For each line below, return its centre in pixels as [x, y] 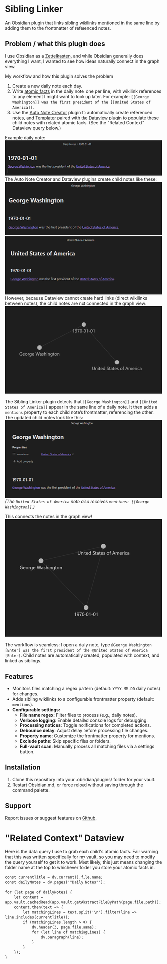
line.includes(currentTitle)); [38, 917]
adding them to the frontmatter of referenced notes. [58, 28]
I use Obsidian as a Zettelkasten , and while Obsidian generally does [74, 56]
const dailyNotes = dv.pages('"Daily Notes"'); [55, 882]
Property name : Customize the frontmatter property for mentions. [87, 736]
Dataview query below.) [37, 128]
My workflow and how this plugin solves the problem [59, 76]
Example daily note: [25, 137]
